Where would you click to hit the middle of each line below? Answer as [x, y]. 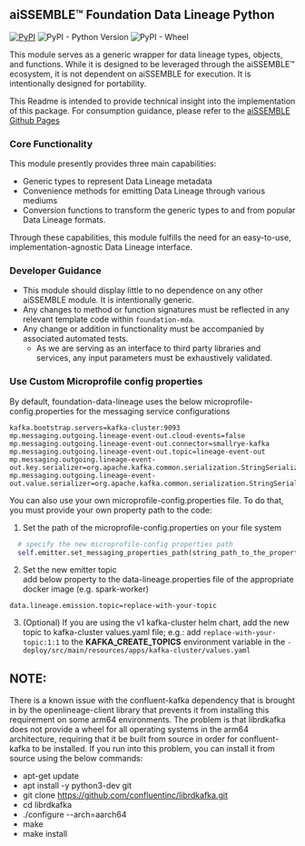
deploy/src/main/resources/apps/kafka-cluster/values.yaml [137, 651]
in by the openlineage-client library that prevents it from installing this [139, 710]
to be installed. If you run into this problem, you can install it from [153, 749]
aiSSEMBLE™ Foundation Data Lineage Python [142, 15]
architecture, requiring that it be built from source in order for [123, 739]
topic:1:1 [41, 643]
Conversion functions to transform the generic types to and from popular [159, 210]
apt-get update [51, 776]
